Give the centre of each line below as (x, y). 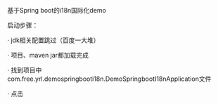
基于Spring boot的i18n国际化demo (57, 10)
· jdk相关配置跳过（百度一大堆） (53, 40)
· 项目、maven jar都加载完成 (48, 55)
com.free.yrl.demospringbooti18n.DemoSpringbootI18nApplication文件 (109, 79)
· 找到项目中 (25, 70)
